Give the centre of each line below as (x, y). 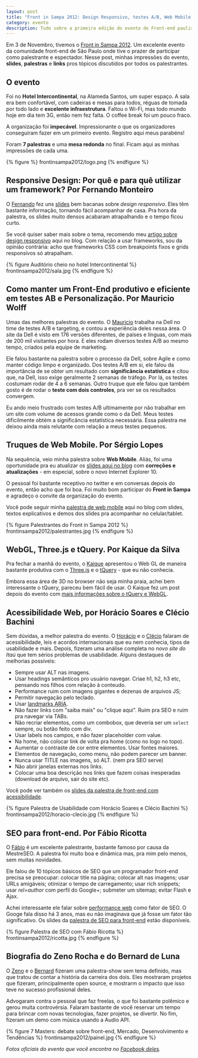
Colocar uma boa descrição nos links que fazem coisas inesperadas (98, 773)
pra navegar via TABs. (41, 716)
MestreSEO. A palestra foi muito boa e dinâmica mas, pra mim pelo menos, (97, 853)
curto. (13, 222)
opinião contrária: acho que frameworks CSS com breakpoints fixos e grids (97, 247)
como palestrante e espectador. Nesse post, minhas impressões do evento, (98, 57)
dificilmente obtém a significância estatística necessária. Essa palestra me (96, 420)
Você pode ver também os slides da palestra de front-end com (82, 791)
